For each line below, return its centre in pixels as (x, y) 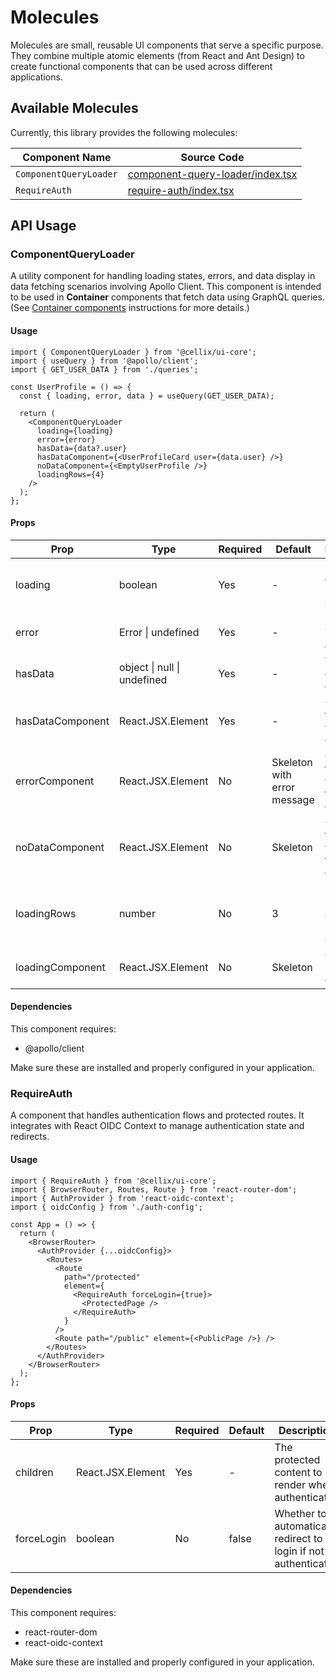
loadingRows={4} (70, 474)
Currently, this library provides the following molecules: (124, 132)
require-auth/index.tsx (181, 190)
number (137, 913)
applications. (36, 77)
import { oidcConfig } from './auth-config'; (106, 1207)
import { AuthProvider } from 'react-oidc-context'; (122, 1198)
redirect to (298, 1538)
